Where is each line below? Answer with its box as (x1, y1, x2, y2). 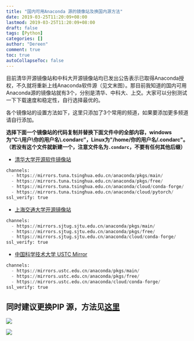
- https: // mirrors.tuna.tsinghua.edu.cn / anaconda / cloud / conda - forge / (11, 184, 184, 190)
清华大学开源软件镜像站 (14, 156, 71, 163)
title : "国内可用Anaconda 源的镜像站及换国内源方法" (6, 8, 123, 15)
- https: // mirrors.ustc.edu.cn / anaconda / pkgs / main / (11, 268, 140, 274)
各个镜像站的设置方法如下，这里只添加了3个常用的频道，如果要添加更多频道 (6, 109, 189, 116)
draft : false (6, 25, 38, 31)
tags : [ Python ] (6, 30, 43, 36)
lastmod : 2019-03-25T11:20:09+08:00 (6, 19, 95, 25)
